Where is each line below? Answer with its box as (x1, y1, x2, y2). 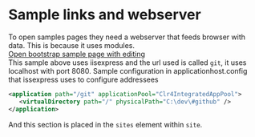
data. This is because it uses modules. (8, 40, 135, 50)
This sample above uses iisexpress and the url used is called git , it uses (8, 58, 247, 67)
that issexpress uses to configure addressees (8, 75, 159, 84)
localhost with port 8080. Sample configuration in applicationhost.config (8, 66, 248, 75)
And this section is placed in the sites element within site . (8, 119, 203, 129)
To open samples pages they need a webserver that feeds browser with (8, 32, 246, 42)
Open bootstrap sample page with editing (8, 49, 146, 58)
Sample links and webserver (8, 6, 202, 24)
